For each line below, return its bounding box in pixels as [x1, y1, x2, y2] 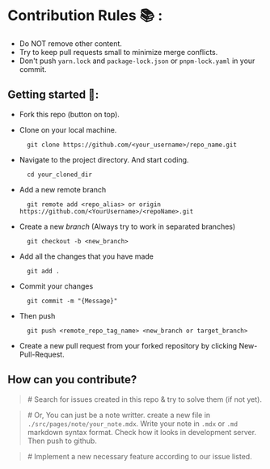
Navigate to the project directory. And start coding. [19, 154, 189, 164]
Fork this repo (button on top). [19, 109, 120, 119]
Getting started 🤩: [7, 88, 99, 102]
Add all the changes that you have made [19, 251, 154, 261]
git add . [27, 267, 60, 275]
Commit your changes [19, 281, 94, 291]
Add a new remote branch [19, 184, 107, 194]
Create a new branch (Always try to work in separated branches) [19, 222, 236, 231]
